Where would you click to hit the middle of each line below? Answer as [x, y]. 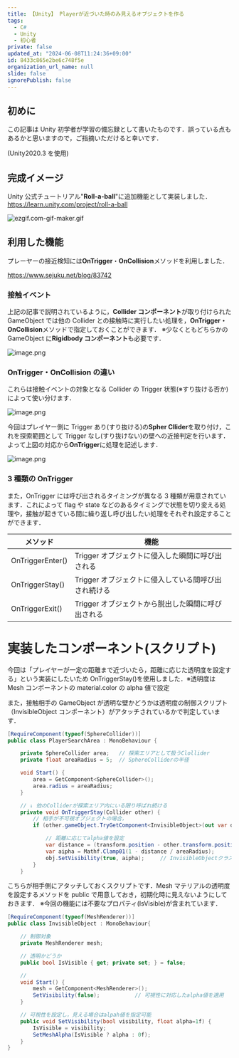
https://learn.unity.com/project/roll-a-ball [68, 204]
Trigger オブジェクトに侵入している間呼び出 [148, 580]
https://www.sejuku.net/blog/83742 [60, 275]
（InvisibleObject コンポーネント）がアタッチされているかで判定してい [111, 711]
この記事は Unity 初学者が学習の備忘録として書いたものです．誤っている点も [119, 130]
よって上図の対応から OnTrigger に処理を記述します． [85, 445]
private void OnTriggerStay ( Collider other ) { [90, 812]
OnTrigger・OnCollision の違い [61, 372]
